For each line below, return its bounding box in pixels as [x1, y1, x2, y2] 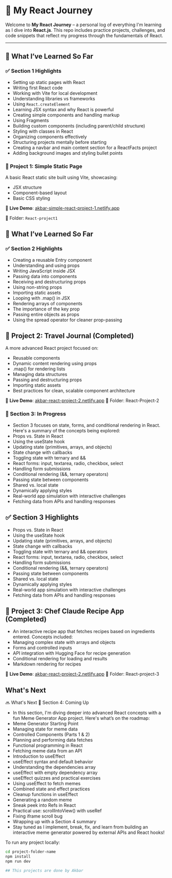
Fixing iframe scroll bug [12, 813, 63, 819]
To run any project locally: [5, 840, 60, 846]
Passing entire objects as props [12, 311, 79, 317]
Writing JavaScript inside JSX [12, 267, 76, 274]
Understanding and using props [12, 262, 80, 268]
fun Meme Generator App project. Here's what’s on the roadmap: [12, 715, 150, 721]
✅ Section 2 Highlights [5, 245, 63, 253]
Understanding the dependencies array [12, 764, 96, 770]
